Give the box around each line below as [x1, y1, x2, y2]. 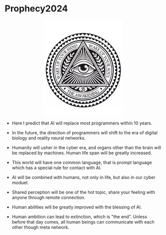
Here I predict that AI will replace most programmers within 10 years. [11, 120, 153, 126]
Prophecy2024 [4, 3, 68, 14]
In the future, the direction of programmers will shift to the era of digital [11, 129, 158, 135]
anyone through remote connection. [11, 194, 85, 200]
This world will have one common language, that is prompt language [11, 159, 152, 165]
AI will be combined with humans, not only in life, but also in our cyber [11, 174, 156, 180]
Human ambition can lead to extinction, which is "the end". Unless [11, 214, 148, 220]
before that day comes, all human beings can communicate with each [11, 219, 155, 225]
